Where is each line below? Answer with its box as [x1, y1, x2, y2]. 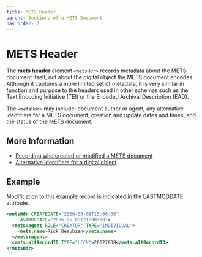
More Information [6, 136, 75, 146]
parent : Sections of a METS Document [6, 15, 103, 21]
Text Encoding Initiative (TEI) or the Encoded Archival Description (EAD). [6, 93, 189, 101]
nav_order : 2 [6, 20, 40, 26]
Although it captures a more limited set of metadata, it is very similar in [6, 80, 185, 88]
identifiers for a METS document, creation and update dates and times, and [6, 112, 196, 119]
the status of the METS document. [6, 118, 93, 126]
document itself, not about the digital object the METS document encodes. [6, 74, 194, 81]
